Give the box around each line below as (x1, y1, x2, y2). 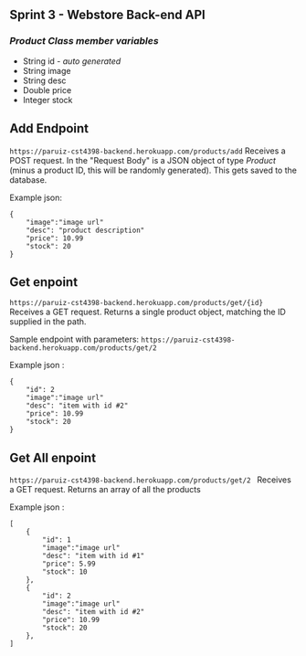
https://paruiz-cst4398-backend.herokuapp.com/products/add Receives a (9, 145, 286, 156)
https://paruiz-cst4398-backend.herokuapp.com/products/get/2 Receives (9, 474, 292, 485)
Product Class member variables (9, 35, 159, 48)
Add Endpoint (9, 121, 90, 136)
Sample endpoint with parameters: (9, 333, 140, 345)
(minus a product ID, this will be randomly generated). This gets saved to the (9, 164, 297, 175)
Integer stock (22, 94, 73, 105)
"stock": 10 (42, 567, 89, 577)
